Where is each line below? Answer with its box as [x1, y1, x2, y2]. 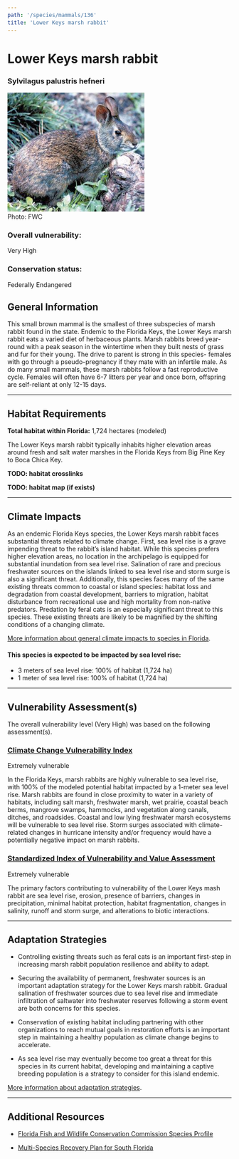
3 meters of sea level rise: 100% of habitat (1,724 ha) [17, 666, 173, 675]
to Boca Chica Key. [7, 456, 63, 464]
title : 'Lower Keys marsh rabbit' [7, 19, 110, 26]
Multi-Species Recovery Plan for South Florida [17, 1143, 154, 1152]
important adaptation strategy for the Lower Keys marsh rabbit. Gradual [17, 982, 228, 990]
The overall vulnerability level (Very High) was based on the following [7, 720, 211, 729]
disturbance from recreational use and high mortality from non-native [7, 598, 211, 606]
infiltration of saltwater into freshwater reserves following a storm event [17, 997, 228, 1005]
